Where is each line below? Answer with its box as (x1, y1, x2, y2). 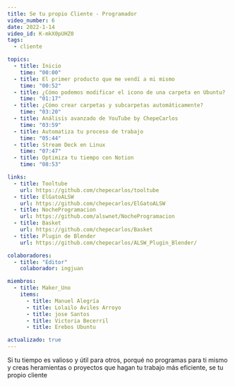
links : (7, 174, 27, 181)
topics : (7, 56, 30, 64)
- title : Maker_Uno (13, 284, 71, 291)
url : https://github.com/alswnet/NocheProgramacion (20, 213, 175, 220)
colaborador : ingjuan (20, 265, 83, 272)
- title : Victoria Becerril (25, 317, 109, 325)
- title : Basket (13, 219, 61, 227)
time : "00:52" (20, 82, 61, 89)
